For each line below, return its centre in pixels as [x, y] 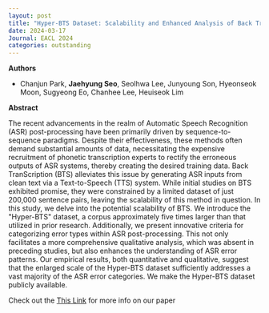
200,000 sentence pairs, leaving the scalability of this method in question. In [134, 200]
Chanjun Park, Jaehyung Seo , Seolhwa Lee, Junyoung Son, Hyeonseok [138, 84]
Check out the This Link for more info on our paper [92, 300]
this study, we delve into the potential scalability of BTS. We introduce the [130, 208]
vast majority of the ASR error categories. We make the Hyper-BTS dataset [132, 276]
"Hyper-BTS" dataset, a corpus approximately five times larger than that [127, 217]
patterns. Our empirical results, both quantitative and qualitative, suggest [129, 259]
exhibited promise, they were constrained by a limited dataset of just [121, 191]
